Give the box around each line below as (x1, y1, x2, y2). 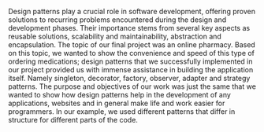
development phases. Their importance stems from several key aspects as (8, 24, 251, 32)
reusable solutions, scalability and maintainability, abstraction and (8, 31, 222, 41)
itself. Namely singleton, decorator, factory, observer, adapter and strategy (8, 74, 251, 82)
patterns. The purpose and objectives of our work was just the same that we (8, 82, 256, 91)
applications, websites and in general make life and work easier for (8, 98, 225, 108)
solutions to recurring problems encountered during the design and (8, 15, 227, 24)
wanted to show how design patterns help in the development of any (8, 90, 231, 99)
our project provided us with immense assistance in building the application (8, 65, 254, 74)
